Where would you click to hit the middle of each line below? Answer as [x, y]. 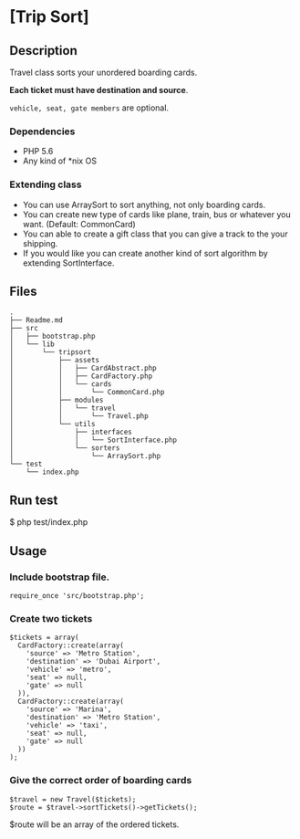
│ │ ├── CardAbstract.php [83, 368]
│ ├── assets [55, 361]
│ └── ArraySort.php [85, 456]
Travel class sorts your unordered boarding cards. [103, 72]
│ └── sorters [65, 448]
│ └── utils [52, 425]
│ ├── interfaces [71, 432]
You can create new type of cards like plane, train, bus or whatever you [156, 214]
